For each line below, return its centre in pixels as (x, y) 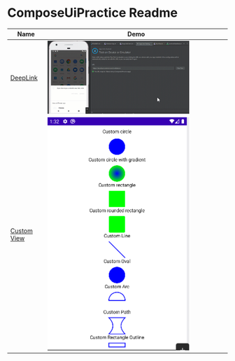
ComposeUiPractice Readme (93, 13)
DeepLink (24, 78)
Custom (21, 231)
